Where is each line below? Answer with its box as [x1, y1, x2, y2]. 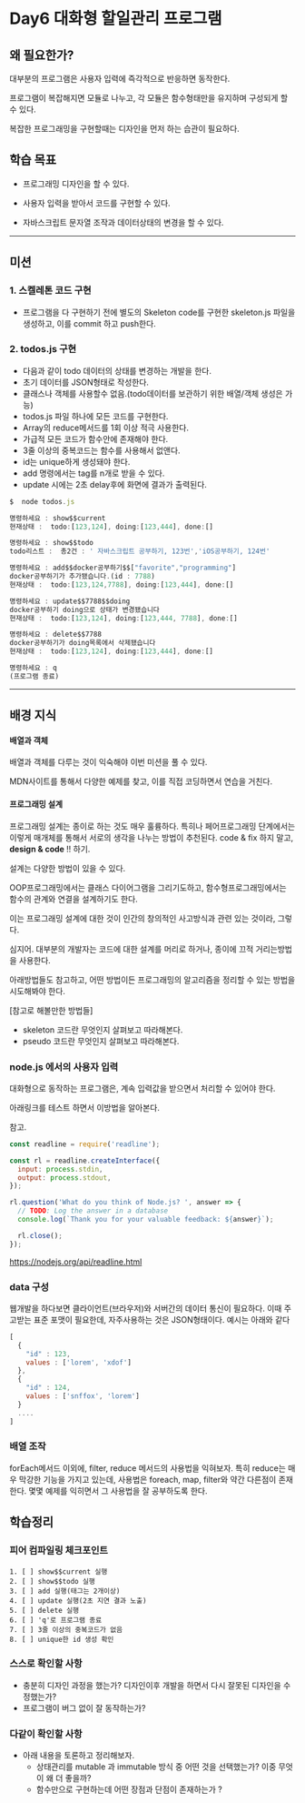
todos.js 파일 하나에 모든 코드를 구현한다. [22, 410, 169, 421]
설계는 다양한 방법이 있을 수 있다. [9, 862, 126, 873]
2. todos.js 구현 [9, 343, 77, 356]
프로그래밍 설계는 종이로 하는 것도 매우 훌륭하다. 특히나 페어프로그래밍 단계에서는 [9, 821, 296, 831]
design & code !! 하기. [9, 843, 91, 854]
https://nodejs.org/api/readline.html [9, 1256, 143, 1267]
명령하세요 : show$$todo [9, 539, 93, 548]
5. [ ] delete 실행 [9, 1606, 80, 1615]
